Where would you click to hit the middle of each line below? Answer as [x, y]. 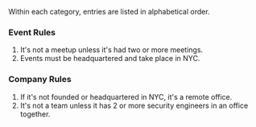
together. [35, 114]
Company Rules [40, 80]
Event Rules [32, 32]
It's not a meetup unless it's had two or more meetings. [111, 50]
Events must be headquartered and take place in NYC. [110, 59]
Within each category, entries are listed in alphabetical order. [109, 12]
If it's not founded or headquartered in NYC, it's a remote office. [126, 96]
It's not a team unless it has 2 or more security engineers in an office [134, 105]
